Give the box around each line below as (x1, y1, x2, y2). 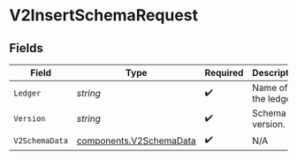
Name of (251, 81, 289, 94)
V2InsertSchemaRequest (9, 5, 199, 26)
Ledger (13, 88, 42, 98)
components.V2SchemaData (76, 134, 196, 147)
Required (204, 67, 244, 79)
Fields (9, 41, 44, 56)
